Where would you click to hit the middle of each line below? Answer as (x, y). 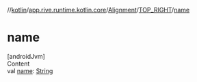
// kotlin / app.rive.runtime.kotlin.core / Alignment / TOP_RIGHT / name (98, 10)
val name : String (30, 70)
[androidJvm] (26, 56)
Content (18, 64)
